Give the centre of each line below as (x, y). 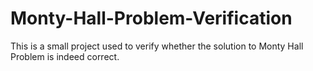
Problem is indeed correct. (65, 56)
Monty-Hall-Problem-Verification (151, 18)
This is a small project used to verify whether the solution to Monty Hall (157, 46)
